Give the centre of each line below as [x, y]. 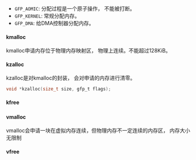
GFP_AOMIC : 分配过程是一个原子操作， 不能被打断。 [75, 8]
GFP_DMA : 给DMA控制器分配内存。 [54, 23]
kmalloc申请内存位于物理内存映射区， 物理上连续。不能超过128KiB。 [88, 51]
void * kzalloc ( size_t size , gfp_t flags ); [59, 89]
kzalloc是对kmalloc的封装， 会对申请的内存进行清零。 [71, 78]
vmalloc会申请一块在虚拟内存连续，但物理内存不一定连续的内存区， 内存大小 [98, 131]
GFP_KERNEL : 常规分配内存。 [47, 16]
